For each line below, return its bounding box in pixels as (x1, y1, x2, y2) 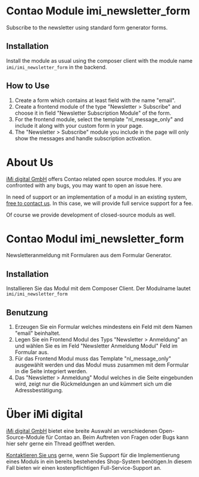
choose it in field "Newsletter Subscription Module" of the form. (14, 109, 172, 116)
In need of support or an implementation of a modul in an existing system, (6, 193, 188, 201)
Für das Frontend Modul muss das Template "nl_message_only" (14, 355, 172, 362)
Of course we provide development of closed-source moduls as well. (6, 211, 176, 219)
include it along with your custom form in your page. (14, 122, 144, 129)
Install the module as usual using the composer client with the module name (6, 57, 193, 64)
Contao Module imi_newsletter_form (6, 4, 191, 18)
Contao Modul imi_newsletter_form (6, 232, 185, 245)
